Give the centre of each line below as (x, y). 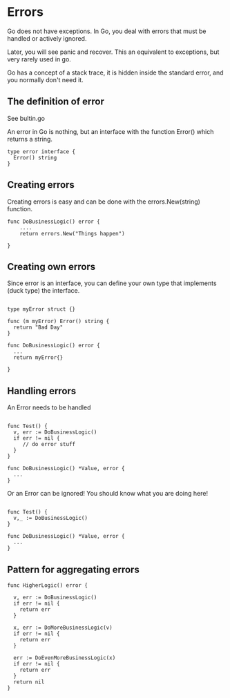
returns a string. (30, 139)
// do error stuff (49, 445)
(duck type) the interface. (44, 291)
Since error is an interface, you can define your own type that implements (112, 283)
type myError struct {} (41, 309)
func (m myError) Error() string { (58, 322)
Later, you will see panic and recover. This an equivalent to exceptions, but (113, 52)
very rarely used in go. (39, 59)
